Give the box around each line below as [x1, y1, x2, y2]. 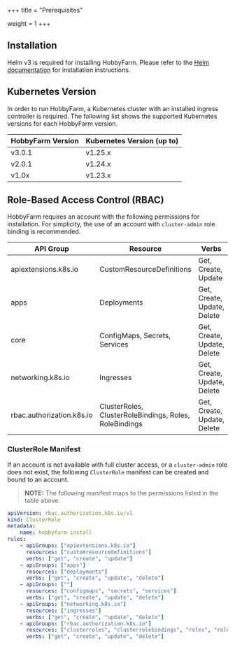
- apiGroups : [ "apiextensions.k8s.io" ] [20, 542, 136, 549]
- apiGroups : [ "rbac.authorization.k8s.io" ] [20, 620, 152, 627]
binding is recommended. [7, 227, 81, 236]
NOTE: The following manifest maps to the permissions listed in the [24, 488, 219, 497]
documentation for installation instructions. [7, 66, 131, 74]
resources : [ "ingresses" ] [25, 607, 101, 614]
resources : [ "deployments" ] [25, 568, 108, 575]
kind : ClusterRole [7, 516, 61, 523]
